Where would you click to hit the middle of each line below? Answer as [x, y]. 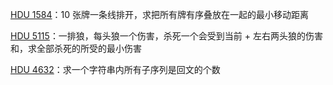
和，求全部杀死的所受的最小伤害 [76, 48]
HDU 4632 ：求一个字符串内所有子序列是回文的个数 [115, 69]
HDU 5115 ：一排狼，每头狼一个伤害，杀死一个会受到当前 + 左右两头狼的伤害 [167, 36]
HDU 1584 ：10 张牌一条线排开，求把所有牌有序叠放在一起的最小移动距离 [160, 14]
